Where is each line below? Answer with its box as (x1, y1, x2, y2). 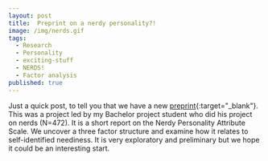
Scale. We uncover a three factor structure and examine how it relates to (8, 126, 249, 136)
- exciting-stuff (15, 57, 74, 65)
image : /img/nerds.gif (8, 26, 85, 34)
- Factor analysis (15, 71, 78, 79)
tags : (8, 34, 27, 42)
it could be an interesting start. (8, 143, 110, 153)
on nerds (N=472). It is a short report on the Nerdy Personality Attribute (8, 118, 245, 127)
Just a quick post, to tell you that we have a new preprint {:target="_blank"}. (8, 101, 259, 111)
